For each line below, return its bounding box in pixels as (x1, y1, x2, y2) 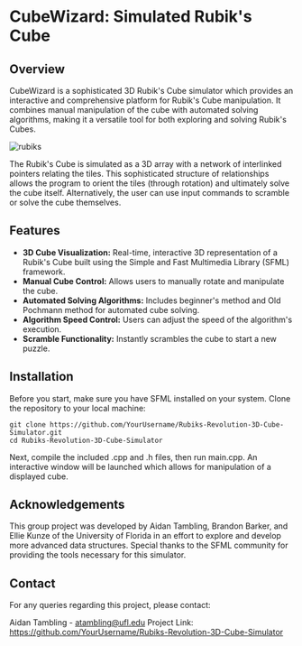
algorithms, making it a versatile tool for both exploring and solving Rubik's (9, 115, 287, 125)
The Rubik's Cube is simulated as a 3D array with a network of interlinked (9, 159, 282, 169)
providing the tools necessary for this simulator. (9, 549, 187, 560)
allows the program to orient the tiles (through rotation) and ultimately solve (9, 178, 290, 189)
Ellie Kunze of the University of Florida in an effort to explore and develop (9, 531, 282, 541)
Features (9, 223, 60, 238)
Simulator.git (9, 428, 63, 437)
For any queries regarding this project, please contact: (9, 600, 211, 611)
